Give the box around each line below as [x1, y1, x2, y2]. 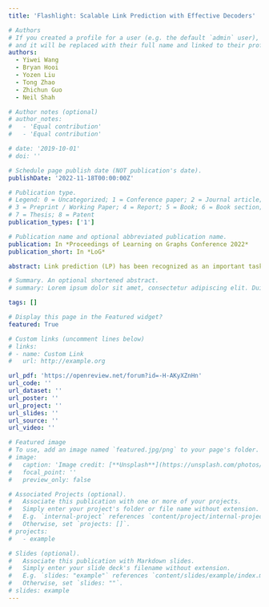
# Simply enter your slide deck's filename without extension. [8, 565, 231, 573]
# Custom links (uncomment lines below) [8, 334, 146, 343]
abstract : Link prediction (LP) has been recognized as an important [8, 262, 246, 270]
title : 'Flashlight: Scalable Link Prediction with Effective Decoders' [8, 11, 256, 20]
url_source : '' [8, 416, 59, 425]
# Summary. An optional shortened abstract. [8, 277, 159, 285]
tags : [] [8, 298, 38, 307]
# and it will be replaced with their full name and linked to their [8, 41, 246, 49]
